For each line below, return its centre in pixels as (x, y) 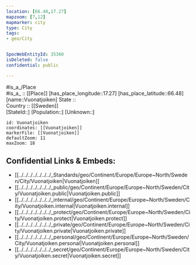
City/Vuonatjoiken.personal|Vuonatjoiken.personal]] (77, 243)
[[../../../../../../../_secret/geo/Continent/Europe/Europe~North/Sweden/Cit (102, 250)
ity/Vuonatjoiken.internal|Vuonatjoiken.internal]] (72, 206)
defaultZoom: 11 (26, 138)
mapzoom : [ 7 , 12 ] (26, 17)
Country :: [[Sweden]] (32, 105)
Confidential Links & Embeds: (61, 161)
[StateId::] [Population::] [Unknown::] (50, 112)
